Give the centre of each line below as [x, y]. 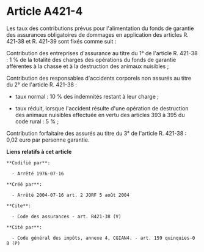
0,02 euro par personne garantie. [48, 140]
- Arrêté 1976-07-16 [38, 174]
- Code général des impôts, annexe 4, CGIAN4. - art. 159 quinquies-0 [104, 238]
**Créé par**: [24, 184]
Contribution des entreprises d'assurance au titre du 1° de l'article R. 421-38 [102, 53]
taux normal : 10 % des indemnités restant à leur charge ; [87, 96]
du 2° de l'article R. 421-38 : [42, 85]
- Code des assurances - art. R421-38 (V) [67, 216]
